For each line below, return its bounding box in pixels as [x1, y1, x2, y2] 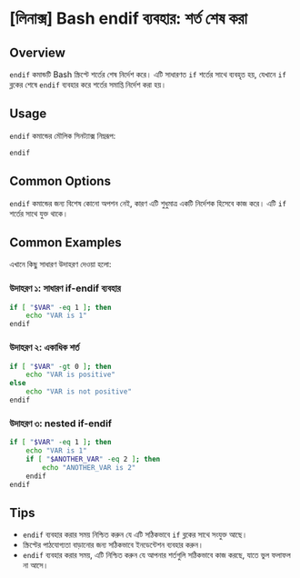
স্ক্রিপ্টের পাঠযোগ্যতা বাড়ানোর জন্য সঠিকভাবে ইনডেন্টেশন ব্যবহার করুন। [22, 540, 205, 551]
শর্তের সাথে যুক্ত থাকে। [9, 208, 69, 219]
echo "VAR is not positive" [25, 387, 132, 396]
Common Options [9, 174, 112, 189]
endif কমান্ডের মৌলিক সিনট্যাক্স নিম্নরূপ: [9, 130, 116, 141]
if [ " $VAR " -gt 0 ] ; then [9, 362, 112, 371]
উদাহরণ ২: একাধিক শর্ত [9, 341, 80, 354]
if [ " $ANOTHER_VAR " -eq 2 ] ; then [25, 454, 161, 463]
